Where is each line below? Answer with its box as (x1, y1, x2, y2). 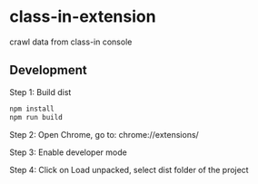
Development (9, 63, 88, 78)
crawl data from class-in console (9, 36, 133, 47)
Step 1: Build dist (9, 86, 72, 97)
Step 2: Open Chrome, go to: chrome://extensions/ (9, 129, 200, 140)
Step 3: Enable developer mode (9, 147, 127, 158)
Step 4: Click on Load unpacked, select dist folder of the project (9, 164, 249, 175)
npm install (9, 104, 55, 113)
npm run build (9, 112, 64, 121)
